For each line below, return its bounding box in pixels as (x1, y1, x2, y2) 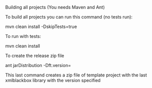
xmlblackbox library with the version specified (5, 77, 101, 83)
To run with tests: (5, 33, 41, 39)
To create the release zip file (5, 52, 64, 58)
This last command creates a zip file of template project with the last (5, 72, 147, 78)
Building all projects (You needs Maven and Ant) (5, 4, 105, 10)
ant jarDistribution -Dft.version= (5, 62, 71, 68)
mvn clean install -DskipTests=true (5, 23, 77, 29)
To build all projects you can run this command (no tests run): (5, 14, 133, 19)
